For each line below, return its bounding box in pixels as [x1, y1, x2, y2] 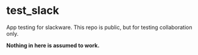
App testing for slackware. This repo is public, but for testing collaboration [6, 24, 193, 31]
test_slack [6, 4, 60, 18]
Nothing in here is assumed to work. [6, 42, 100, 49]
